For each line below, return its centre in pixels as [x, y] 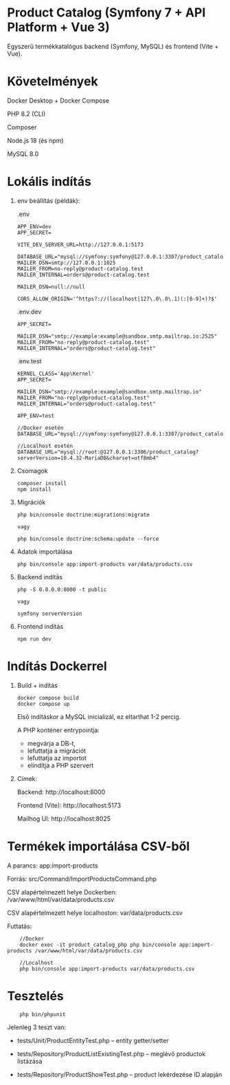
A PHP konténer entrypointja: [58, 730]
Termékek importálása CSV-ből [99, 846]
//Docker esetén [40, 428]
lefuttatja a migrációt [57, 751]
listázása [30, 1061]
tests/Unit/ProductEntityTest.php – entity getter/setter [93, 1040]
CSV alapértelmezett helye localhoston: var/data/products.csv [95, 912]
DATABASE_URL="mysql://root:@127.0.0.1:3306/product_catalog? [108, 452]
